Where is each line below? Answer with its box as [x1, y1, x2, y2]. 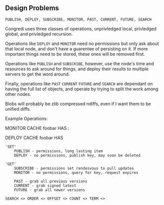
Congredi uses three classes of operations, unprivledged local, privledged [5, 26, 157, 32]
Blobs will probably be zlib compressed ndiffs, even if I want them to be [5, 101, 151, 107]
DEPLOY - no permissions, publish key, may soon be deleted [14, 153, 141, 158]
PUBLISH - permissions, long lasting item [14, 148, 103, 154]
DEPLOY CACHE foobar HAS [5, 134, 63, 140]
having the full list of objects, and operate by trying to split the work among [5, 86, 159, 92]
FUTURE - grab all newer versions [14, 187, 85, 192]
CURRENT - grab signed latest [14, 183, 77, 188]
